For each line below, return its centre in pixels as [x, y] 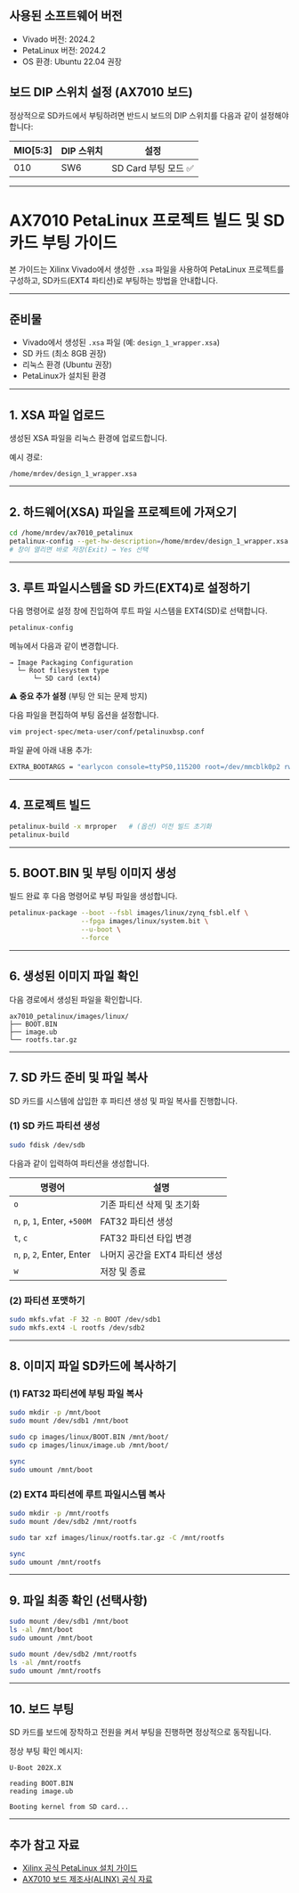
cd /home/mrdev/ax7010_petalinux [71, 533]
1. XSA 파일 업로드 [57, 415]
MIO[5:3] [33, 150]
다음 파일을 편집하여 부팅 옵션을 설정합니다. [84, 715]
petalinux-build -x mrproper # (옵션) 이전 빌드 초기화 [110, 826]
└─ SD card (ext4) [67, 679]
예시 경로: [26, 457]
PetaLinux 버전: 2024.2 [64, 50]
